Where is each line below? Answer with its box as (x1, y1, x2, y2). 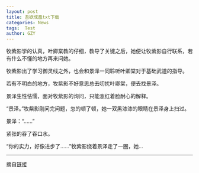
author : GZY (6, 31, 36, 37)
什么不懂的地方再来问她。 (11, 55, 74, 62)
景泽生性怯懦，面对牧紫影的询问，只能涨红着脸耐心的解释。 (6, 93, 152, 100)
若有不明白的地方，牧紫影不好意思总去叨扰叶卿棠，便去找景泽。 (6, 80, 162, 87)
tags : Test (6, 25, 36, 31)
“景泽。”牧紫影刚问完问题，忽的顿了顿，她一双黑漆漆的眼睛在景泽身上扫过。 (6, 105, 190, 112)
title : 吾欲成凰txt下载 (6, 14, 59, 20)
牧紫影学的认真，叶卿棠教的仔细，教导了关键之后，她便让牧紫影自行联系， (6, 48, 188, 55)
